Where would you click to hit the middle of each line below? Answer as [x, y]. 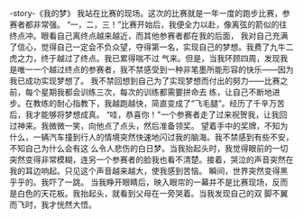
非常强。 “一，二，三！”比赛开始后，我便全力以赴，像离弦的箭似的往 [160, 24]
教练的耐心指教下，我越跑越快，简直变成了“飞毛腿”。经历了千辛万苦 [159, 103]
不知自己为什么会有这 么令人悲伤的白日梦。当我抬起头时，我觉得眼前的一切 [149, 148]
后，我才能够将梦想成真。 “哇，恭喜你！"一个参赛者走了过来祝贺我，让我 [144, 114]
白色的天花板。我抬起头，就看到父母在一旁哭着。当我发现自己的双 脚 [144, 193]
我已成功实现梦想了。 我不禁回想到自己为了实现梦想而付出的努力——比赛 [145, 81]
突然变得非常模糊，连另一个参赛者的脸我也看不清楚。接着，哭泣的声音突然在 [151, 159]
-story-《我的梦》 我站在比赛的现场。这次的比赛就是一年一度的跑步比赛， [146, 13]
